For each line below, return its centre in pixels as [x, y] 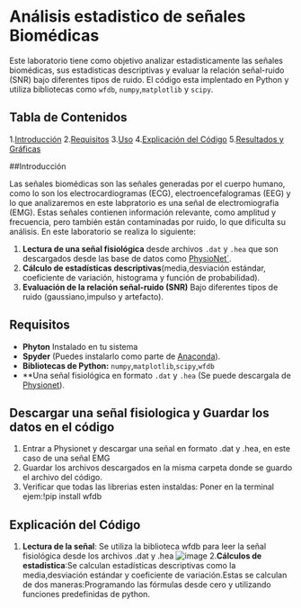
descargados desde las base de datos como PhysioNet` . [127, 258]
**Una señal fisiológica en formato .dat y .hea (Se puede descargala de [157, 375]
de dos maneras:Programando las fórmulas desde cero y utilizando [146, 585]
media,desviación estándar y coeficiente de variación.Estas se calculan [155, 575]
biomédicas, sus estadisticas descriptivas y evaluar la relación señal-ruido [147, 70]
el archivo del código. [62, 478]
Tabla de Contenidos [68, 117]
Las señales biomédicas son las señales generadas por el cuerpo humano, [147, 183]
